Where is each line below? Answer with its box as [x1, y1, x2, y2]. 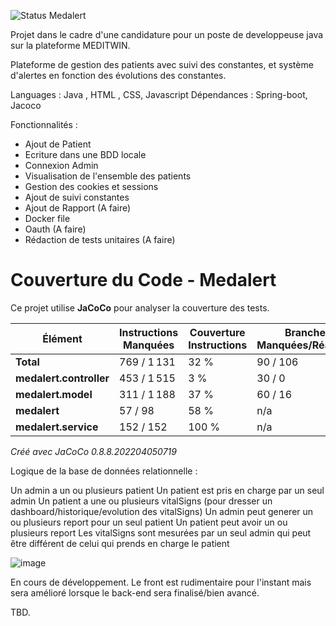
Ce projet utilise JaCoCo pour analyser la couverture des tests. [10, 301, 270, 314]
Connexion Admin [24, 160, 99, 171]
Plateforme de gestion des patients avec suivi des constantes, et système [10, 59, 314, 70]
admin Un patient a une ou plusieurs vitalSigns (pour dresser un [10, 495, 273, 507]
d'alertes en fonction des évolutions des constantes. [10, 70, 227, 81]
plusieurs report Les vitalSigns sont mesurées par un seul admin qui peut [10, 526, 312, 539]
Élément [42, 331, 83, 345]
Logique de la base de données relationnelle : [10, 465, 198, 477]
